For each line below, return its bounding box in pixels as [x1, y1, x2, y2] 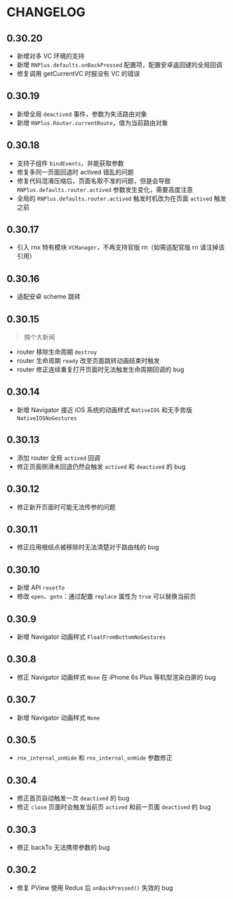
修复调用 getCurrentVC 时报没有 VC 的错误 [16, 70, 140, 77]
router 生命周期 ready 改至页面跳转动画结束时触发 [16, 357, 160, 365]
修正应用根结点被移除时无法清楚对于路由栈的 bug [16, 543, 159, 551]
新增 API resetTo [16, 583, 65, 592]
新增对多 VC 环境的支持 [16, 52, 85, 60]
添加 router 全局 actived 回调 [16, 453, 101, 461]
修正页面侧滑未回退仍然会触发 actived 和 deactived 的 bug [16, 462, 186, 471]
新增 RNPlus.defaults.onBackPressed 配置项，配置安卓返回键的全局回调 [16, 60, 222, 69]
